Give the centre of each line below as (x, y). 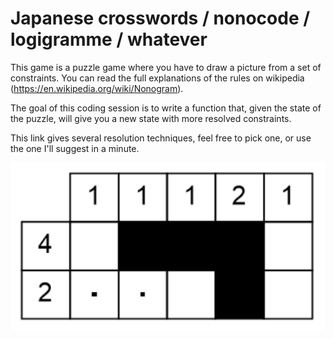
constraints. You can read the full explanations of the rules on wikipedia (157, 78)
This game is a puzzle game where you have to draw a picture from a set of (166, 67)
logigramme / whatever (109, 39)
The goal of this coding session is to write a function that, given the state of (166, 108)
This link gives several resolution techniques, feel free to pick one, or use (161, 138)
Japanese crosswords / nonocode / (160, 18)
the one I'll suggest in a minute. (75, 148)
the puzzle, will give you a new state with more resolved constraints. (151, 118)
